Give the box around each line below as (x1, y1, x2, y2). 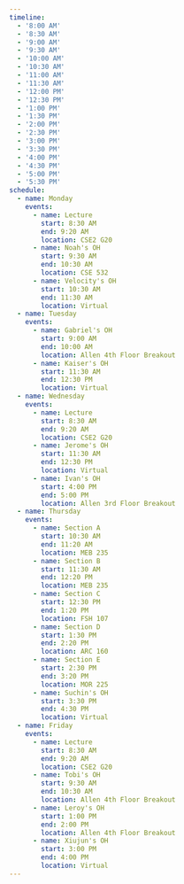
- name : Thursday (17, 507, 81, 516)
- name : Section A (32, 523, 101, 532)
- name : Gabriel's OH (32, 326, 113, 335)
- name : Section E (32, 655, 101, 664)
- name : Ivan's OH (32, 474, 101, 483)
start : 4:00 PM (41, 482, 97, 492)
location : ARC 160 (41, 647, 109, 656)
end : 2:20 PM (41, 639, 89, 647)
